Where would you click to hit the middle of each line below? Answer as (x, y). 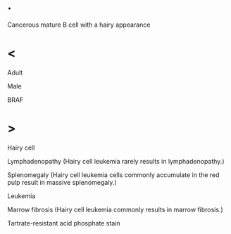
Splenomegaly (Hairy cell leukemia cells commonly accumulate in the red (113, 175)
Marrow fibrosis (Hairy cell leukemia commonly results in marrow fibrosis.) (115, 209)
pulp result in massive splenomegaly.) (62, 182)
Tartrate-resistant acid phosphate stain (64, 223)
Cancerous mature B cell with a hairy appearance (79, 25)
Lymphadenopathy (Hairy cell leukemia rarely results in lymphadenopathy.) (116, 161)
